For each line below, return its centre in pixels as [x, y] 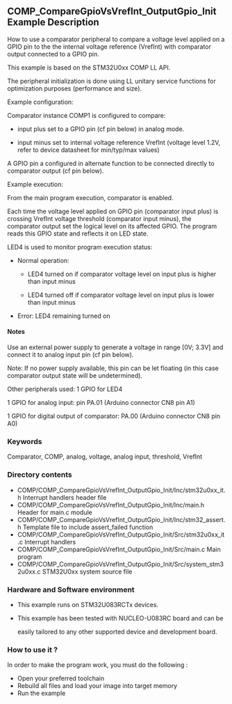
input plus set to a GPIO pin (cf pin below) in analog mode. [101, 129]
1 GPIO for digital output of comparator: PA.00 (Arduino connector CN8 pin [114, 416]
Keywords [25, 441]
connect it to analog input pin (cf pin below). [71, 355]
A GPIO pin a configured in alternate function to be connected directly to [111, 163]
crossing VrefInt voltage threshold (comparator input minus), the [99, 218]
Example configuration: [41, 102]
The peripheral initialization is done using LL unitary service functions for [112, 81]
